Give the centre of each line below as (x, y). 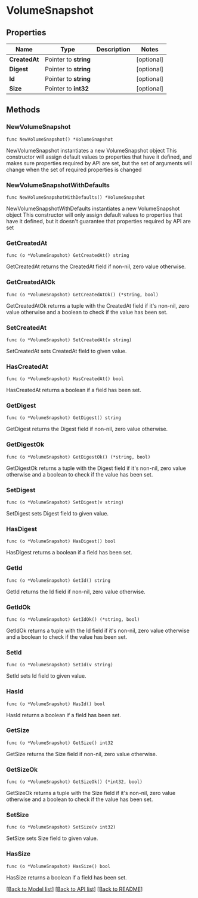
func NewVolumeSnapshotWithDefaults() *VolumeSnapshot (76, 197)
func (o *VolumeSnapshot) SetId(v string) (60, 665)
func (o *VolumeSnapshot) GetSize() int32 (60, 743)
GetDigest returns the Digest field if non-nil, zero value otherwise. (87, 429)
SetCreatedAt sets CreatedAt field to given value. (66, 351)
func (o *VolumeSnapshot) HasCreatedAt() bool (65, 379)
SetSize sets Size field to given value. (52, 838)
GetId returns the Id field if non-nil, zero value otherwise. (76, 591)
